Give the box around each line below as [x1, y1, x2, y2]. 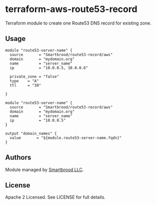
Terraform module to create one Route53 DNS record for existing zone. [5, 20, 151, 26]
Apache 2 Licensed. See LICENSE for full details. [5, 194, 106, 200]
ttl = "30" [9, 82, 41, 88]
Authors [5, 153, 31, 162]
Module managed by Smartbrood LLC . [5, 166, 84, 172]
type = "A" [9, 78, 39, 83]
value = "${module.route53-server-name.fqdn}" [9, 135, 122, 140]
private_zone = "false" [9, 74, 59, 79]
